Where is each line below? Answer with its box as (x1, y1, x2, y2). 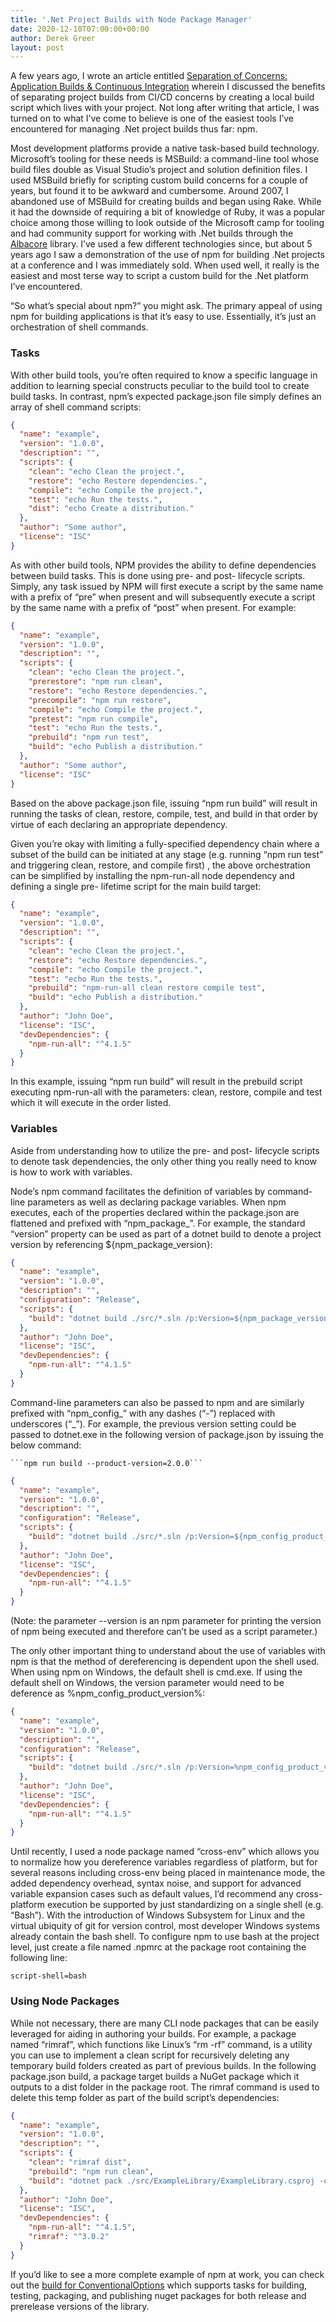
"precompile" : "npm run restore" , (28, 695, 172, 705)
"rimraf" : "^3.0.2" (28, 2232, 110, 2242)
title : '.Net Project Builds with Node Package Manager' (10, 14, 253, 25)
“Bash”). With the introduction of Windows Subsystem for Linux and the (10, 1909, 306, 1921)
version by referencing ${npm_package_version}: (10, 1238, 213, 1250)
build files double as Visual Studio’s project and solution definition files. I (10, 164, 308, 176)
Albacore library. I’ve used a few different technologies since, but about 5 (10, 238, 313, 250)
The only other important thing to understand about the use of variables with (10, 1645, 326, 1657)
